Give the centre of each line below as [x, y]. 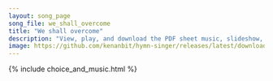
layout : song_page [39, 16]
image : [19, 46]
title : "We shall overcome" [56, 31]
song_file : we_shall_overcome [60, 23]
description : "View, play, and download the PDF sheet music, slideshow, [136, 38]
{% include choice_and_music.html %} [73, 69]
